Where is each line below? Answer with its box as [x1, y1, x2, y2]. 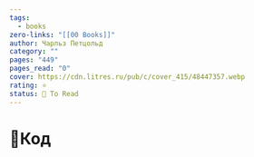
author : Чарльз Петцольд [9, 38, 103, 48]
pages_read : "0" [9, 64, 71, 74]
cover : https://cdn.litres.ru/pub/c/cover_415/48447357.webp [9, 73, 246, 82]
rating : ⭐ [9, 81, 47, 90]
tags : [9, 13, 30, 23]
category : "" [9, 47, 59, 56]
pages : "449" [9, 55, 59, 64]
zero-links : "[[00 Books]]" [9, 30, 116, 39]
